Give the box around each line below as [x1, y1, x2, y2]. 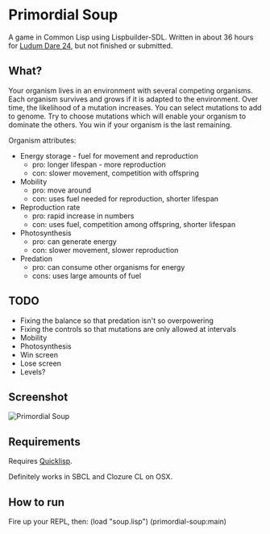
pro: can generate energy [31, 236, 117, 246]
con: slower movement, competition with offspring [31, 168, 200, 178]
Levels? [19, 366, 46, 376]
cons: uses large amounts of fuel [31, 271, 142, 280]
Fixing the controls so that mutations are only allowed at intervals [19, 324, 236, 333]
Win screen [19, 350, 59, 359]
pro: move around [31, 185, 92, 195]
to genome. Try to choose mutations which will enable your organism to [8, 111, 247, 121]
